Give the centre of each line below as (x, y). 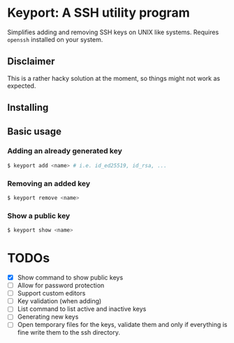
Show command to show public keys (70, 277)
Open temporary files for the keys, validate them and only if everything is (122, 325)
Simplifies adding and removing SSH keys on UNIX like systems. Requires (113, 32)
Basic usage (34, 131)
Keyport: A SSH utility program (98, 13)
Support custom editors (51, 294)
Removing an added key (49, 183)
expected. (22, 86)
